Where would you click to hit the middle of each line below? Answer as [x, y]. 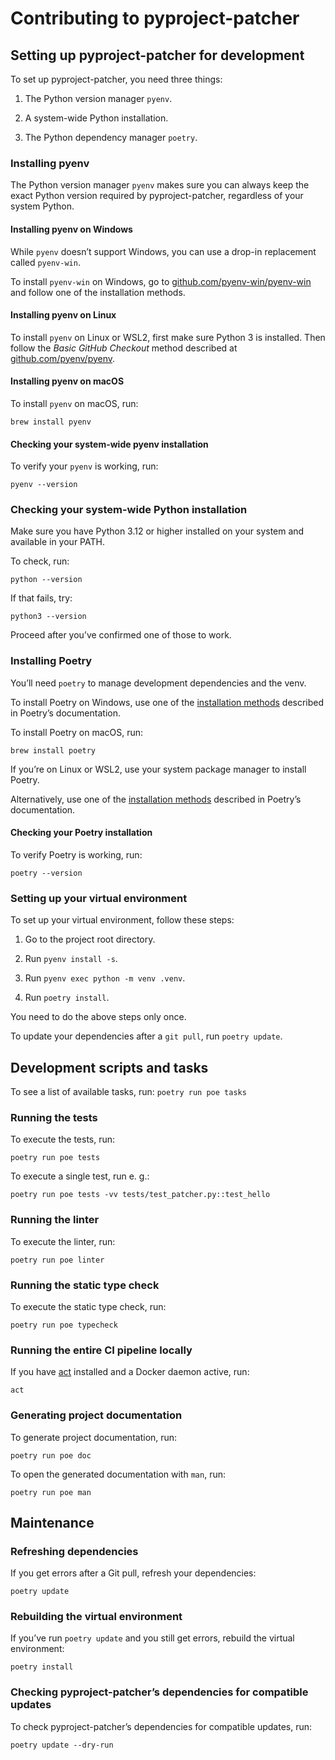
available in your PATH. [57, 542]
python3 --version [48, 617]
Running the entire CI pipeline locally [101, 1350]
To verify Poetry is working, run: [76, 854]
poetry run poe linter [57, 1260]
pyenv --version [44, 485]
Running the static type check [85, 1285]
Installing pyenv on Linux [63, 315]
